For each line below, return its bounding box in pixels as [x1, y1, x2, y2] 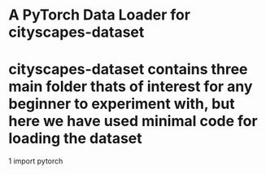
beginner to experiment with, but [8, 95, 235, 113]
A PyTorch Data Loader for [8, 6, 191, 24]
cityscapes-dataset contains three [8, 60, 248, 79]
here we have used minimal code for [8, 112, 258, 131]
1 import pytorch [8, 156, 63, 166]
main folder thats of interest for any [8, 77, 253, 96]
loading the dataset [8, 129, 142, 148]
